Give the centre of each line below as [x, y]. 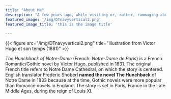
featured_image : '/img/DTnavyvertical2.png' [53, 19]
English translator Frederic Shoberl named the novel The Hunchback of [81, 75]
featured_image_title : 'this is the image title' [59, 24]
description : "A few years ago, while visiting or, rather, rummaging [82, 15]
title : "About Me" [25, 10]
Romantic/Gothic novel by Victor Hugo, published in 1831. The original [78, 64]
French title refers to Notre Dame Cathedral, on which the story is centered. [84, 69]
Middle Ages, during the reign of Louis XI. [49, 91]
